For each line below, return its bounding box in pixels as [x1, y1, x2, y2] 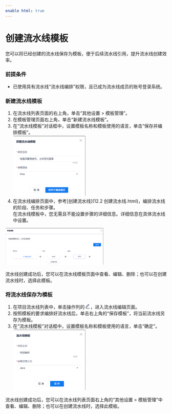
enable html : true [5, 8, 45, 13]
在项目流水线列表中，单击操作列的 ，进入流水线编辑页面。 [12, 303, 140, 310]
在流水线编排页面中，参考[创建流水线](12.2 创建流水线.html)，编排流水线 [12, 198, 165, 204]
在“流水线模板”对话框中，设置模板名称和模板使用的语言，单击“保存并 [12, 123, 158, 129]
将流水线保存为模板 [5, 291, 53, 298]
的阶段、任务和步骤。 [12, 205, 58, 211]
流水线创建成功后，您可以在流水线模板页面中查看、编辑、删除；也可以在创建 [5, 271, 167, 277]
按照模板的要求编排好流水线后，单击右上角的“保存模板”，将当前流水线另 [12, 310, 165, 316]
